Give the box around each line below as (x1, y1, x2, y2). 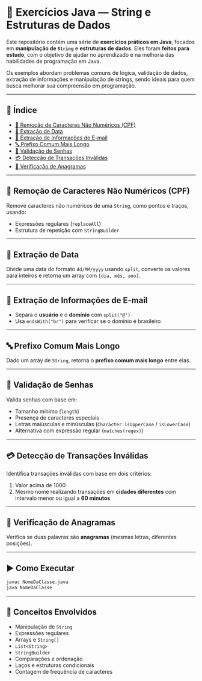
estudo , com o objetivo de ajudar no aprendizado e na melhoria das (6, 51, 174, 58)
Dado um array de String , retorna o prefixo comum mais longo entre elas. (6, 357, 191, 364)
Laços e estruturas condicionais (14, 661, 94, 669)
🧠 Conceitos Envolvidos (6, 607, 97, 618)
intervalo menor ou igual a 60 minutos (14, 494, 111, 502)
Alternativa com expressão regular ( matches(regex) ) (14, 427, 144, 434)
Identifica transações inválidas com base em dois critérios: (6, 470, 152, 477)
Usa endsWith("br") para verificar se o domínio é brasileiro (14, 318, 161, 325)
